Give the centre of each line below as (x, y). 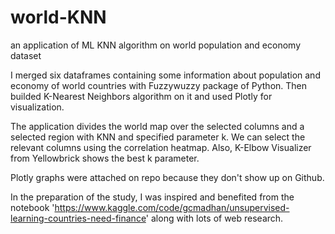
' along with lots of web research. (214, 218)
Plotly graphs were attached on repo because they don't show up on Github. (167, 177)
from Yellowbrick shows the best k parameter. (105, 158)
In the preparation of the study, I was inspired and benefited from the (152, 197)
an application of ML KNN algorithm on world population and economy (155, 45)
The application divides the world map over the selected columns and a (157, 126)
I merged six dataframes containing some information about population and (165, 75)
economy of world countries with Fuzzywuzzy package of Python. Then (159, 85)
